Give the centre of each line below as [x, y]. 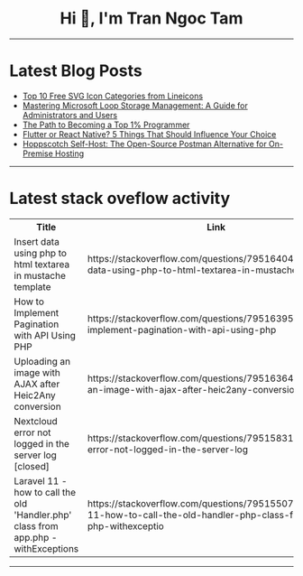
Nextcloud [36, 421]
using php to [41, 253]
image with [37, 372]
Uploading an [42, 361]
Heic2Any [35, 395]
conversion [37, 406]
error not [32, 432]
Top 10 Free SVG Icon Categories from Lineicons [113, 96]
